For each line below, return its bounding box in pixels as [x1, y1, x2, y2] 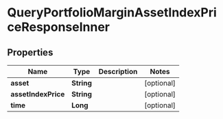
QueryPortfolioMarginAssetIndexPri [7, 5, 218, 21]
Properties [7, 47, 54, 58]
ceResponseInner [7, 19, 110, 35]
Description [98, 67, 138, 76]
